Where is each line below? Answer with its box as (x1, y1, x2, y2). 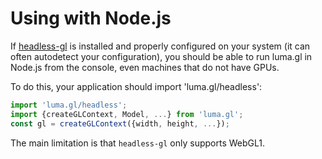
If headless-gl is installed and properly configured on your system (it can (10, 40, 311, 52)
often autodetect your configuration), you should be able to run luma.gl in (10, 50, 313, 62)
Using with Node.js (10, 7, 172, 30)
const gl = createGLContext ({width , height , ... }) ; (10, 118, 230, 129)
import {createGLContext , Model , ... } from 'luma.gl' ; (10, 109, 244, 119)
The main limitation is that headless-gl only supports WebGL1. (10, 137, 265, 149)
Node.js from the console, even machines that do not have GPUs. (10, 61, 280, 73)
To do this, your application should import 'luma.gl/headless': (10, 80, 263, 92)
